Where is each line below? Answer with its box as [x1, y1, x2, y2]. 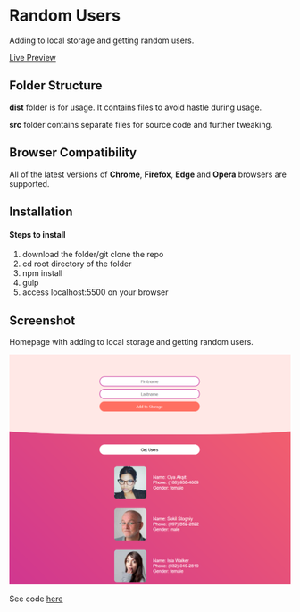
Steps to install [9, 229, 66, 239]
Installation [9, 204, 73, 219]
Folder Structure [9, 78, 103, 94]
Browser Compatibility [9, 145, 137, 161]
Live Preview [9, 52, 56, 63]
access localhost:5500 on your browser [21, 287, 169, 298]
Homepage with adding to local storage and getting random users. [9, 336, 254, 347]
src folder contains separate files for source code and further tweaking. [9, 119, 273, 130]
